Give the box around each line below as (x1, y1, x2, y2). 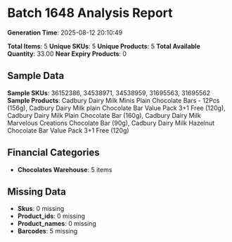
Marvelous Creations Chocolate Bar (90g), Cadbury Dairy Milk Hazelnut (7, 119, 215, 127)
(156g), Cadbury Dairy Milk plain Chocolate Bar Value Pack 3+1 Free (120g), (7, 104, 226, 112)
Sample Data (7, 70, 65, 82)
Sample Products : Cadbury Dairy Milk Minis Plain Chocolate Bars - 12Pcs (7, 96, 220, 104)
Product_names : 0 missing (17, 219, 97, 228)
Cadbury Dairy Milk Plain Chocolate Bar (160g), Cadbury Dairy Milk (7, 111, 202, 119)
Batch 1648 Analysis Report (7, 5, 174, 21)
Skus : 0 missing (17, 205, 65, 213)
